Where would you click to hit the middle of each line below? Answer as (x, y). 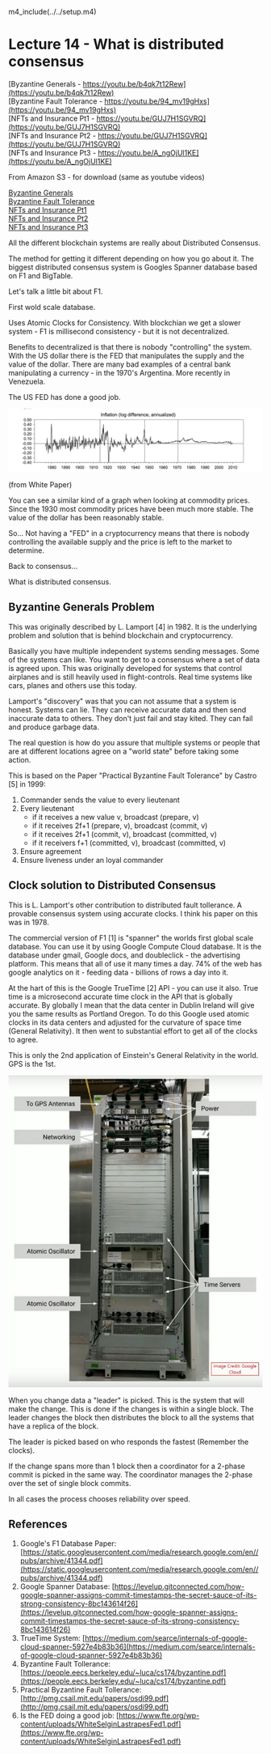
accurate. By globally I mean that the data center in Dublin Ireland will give (131, 1005)
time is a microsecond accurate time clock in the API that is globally (121, 996)
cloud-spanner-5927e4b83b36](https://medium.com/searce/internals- (138, 1647)
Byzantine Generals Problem (81, 607)
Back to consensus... (43, 566)
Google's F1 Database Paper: (68, 1544)
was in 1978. (29, 922)
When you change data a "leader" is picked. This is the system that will (126, 1400)
